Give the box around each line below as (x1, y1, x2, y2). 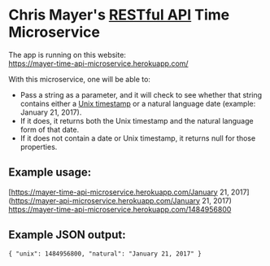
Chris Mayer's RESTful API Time (8, 6, 230, 24)
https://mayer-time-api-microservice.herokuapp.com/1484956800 (8, 204, 232, 214)
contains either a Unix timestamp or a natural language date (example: (20, 98, 256, 108)
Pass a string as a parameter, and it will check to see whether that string (20, 89, 263, 99)
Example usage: (8, 165, 92, 180)
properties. (20, 142, 58, 151)
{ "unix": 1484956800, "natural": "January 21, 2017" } (8, 250, 202, 258)
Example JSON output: (8, 228, 126, 242)
